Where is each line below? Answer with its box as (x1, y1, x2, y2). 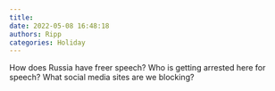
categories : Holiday (9, 37, 87, 47)
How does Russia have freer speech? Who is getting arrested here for (9, 62, 266, 73)
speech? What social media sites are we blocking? (9, 72, 195, 83)
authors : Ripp (9, 29, 62, 38)
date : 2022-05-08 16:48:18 (9, 21, 110, 30)
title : (9, 12, 34, 22)
